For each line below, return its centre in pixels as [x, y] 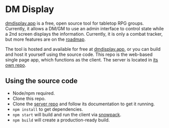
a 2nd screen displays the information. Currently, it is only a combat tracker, [84, 34]
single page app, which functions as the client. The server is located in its [82, 59]
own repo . [16, 65]
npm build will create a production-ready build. [61, 120]
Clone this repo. [29, 98]
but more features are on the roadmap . [45, 39]
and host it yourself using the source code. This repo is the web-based [79, 54]
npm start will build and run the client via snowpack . [67, 114]
